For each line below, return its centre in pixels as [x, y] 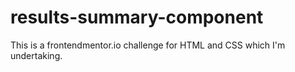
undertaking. [36, 55]
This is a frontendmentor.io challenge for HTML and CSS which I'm [148, 45]
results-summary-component [137, 17]
